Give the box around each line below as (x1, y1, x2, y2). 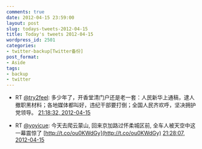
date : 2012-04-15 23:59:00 (6, 15, 75, 21)
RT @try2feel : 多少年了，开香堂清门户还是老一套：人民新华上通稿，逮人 (15, 94, 195, 101)
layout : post (6, 20, 39, 26)
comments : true (6, 8, 45, 15)
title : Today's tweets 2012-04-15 (6, 31, 94, 38)
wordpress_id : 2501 (6, 37, 56, 43)
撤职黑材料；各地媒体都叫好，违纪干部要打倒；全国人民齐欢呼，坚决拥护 (15, 101, 196, 109)
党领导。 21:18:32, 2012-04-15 (15, 109, 91, 116)
